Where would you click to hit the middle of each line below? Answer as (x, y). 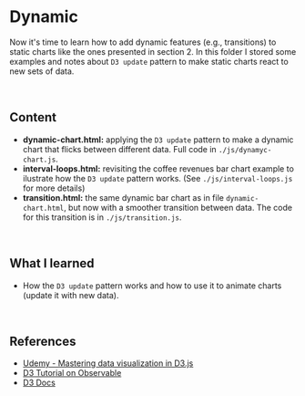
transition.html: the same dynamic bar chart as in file (123, 197)
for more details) (54, 188)
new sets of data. (42, 71)
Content (33, 117)
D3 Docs (39, 383)
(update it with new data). (71, 295)
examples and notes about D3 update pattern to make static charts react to (149, 61)
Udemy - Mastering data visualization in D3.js (108, 363)
